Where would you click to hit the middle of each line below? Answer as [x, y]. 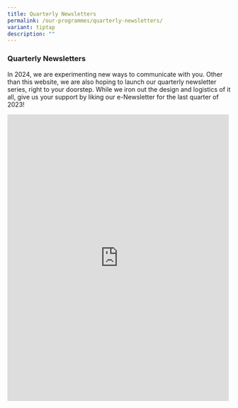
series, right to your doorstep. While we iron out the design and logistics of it [119, 89]
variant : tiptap [31, 27]
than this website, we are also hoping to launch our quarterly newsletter [112, 82]
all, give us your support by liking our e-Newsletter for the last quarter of [113, 97]
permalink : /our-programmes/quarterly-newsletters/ [85, 21]
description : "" [31, 34]
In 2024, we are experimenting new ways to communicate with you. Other [115, 74]
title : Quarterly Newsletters [52, 14]
